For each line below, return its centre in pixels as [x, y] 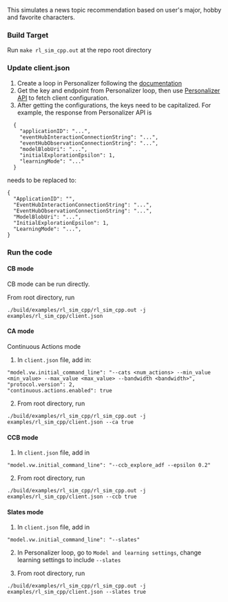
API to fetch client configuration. [63, 98]
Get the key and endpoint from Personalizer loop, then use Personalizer [118, 90]
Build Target [28, 35]
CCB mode [23, 437]
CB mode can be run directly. [49, 284]
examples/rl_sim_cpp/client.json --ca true [71, 422]
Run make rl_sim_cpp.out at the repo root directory [79, 50]
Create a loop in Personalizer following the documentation [100, 83]
